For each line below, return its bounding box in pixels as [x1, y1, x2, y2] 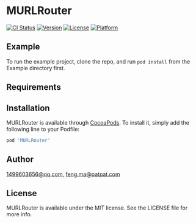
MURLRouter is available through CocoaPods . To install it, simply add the [6, 119, 189, 126]
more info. [6, 211, 32, 218]
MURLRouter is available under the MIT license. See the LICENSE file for [6, 204, 188, 211]
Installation [6, 103, 50, 113]
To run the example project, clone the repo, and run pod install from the [6, 57, 191, 65]
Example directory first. [6, 64, 65, 71]
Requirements [6, 82, 61, 92]
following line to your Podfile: [6, 125, 80, 133]
